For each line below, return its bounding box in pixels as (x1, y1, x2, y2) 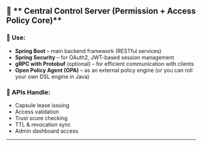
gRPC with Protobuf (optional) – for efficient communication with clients (14, 60, 194, 67)
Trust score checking (14, 114, 68, 121)
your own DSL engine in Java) (14, 73, 90, 80)
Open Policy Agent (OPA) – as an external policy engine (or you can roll (14, 66, 193, 74)
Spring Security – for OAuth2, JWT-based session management (14, 54, 174, 61)
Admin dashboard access (14, 127, 79, 135)
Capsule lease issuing (14, 101, 70, 109)
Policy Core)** (6, 16, 62, 26)
